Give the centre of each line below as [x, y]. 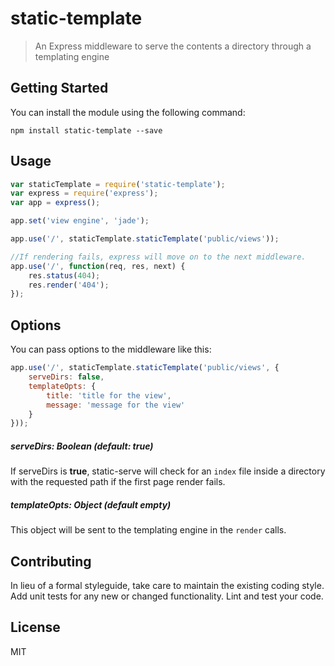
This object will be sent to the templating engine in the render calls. [148, 530]
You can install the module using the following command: [128, 112]
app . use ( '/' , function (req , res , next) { [98, 266]
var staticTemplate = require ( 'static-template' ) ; [118, 184]
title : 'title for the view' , [109, 395]
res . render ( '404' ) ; [69, 285]
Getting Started [59, 88]
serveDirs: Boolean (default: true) [82, 446]
